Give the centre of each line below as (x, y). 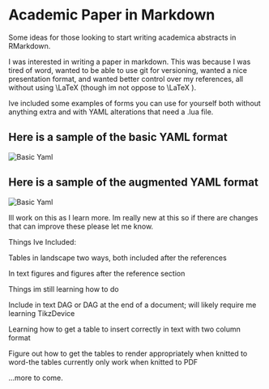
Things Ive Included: (43, 242)
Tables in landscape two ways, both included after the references (117, 258)
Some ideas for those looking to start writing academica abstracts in (122, 37)
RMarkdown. (30, 45)
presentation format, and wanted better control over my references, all (126, 79)
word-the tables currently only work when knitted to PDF (103, 361)
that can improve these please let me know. (81, 226)
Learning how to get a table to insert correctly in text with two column (125, 329)
